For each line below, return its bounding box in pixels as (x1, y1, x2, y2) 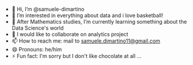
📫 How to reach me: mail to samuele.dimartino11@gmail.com (11, 37, 161, 44)
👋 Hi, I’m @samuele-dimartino (11, 6, 84, 12)
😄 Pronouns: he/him (11, 46, 62, 53)
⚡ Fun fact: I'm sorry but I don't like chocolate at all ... (11, 53, 142, 59)
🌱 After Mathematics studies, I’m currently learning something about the (11, 18, 187, 25)
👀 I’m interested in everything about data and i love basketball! (11, 12, 163, 19)
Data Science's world (11, 24, 64, 31)
